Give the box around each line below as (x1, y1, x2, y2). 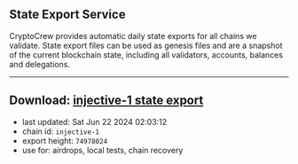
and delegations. (9, 59, 71, 69)
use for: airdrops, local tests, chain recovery (21, 144, 184, 155)
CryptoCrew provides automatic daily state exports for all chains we (9, 30, 257, 41)
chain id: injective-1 (21, 126, 100, 137)
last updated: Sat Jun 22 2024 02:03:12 (21, 116, 168, 127)
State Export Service (9, 7, 126, 22)
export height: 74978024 (21, 135, 108, 145)
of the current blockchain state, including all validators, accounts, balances (9, 49, 284, 60)
